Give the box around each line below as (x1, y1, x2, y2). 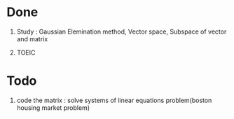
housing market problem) (16, 103, 90, 112)
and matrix (16, 34, 48, 43)
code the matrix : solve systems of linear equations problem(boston (16, 96, 212, 104)
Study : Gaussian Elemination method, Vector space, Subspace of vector (16, 27, 227, 36)
